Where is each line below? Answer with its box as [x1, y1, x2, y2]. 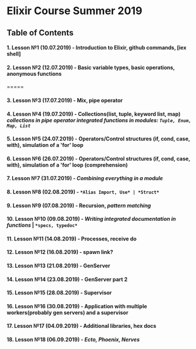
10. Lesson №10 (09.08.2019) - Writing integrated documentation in [6, 216, 176, 223]
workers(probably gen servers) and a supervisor [6, 309, 129, 316]
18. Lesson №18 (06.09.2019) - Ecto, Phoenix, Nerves [6, 335, 140, 343]
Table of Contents [6, 28, 74, 38]
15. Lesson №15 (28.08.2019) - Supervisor [6, 289, 112, 296]
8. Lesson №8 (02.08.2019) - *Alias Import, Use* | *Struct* [6, 188, 160, 195]
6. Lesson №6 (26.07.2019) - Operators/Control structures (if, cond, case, [6, 155, 191, 162]
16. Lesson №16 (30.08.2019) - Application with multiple [6, 302, 148, 309]
